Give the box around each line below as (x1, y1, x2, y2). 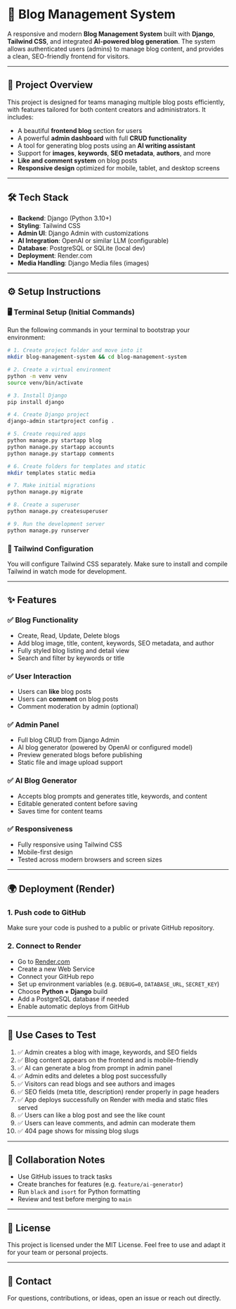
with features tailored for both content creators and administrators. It (7, 105, 206, 113)
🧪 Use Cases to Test (7, 1029, 96, 1041)
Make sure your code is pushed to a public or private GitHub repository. (7, 923, 215, 932)
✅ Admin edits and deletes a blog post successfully (17, 1071, 167, 1080)
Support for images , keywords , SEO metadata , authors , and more (17, 148, 211, 157)
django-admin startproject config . (7, 418, 114, 425)
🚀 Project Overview (7, 79, 93, 91)
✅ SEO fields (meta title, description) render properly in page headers (17, 1087, 220, 1096)
